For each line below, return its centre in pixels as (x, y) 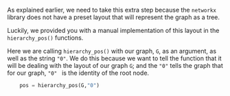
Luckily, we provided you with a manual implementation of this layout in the (113, 31)
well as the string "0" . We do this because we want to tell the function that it (114, 58)
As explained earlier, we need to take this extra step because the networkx (112, 10)
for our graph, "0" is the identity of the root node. (78, 73)
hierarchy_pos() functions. (45, 38)
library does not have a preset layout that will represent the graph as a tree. (114, 17)
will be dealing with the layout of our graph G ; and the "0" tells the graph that (115, 65)
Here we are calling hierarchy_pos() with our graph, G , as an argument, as (112, 51)
